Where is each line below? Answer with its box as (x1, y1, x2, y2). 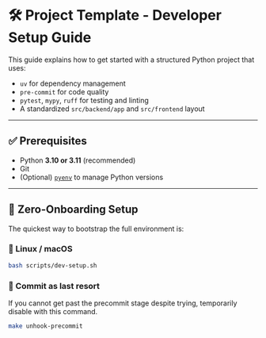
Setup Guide (8, 29, 92, 47)
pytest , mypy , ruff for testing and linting (19, 95, 149, 105)
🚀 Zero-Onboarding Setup (8, 203, 139, 217)
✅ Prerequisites (8, 134, 87, 148)
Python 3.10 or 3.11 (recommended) (19, 156, 136, 165)
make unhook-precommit (8, 322, 83, 330)
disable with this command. (8, 307, 98, 317)
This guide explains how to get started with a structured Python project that (8, 55, 255, 64)
